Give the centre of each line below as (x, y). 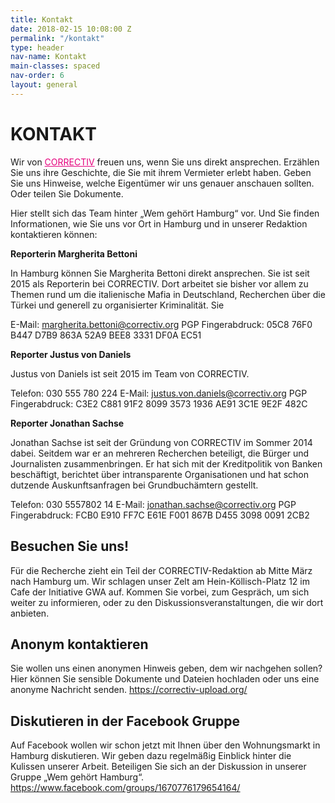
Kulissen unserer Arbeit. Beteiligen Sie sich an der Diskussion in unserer (158, 767)
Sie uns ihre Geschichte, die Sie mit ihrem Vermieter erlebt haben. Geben (161, 172)
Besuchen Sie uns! (70, 546)
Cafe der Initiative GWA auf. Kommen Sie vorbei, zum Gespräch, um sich (160, 592)
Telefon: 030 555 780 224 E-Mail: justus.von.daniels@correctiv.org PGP (159, 393)
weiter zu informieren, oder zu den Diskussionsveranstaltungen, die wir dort (167, 602)
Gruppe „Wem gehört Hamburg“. (77, 777)
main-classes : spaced (55, 66)
